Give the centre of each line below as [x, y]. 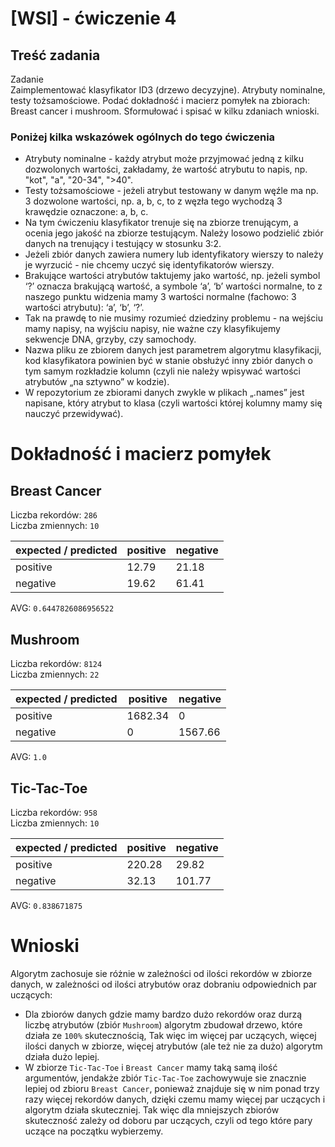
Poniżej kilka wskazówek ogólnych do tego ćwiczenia [143, 137]
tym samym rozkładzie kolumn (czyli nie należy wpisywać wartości [162, 371]
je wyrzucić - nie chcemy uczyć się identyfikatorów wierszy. [149, 265]
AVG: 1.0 [28, 757]
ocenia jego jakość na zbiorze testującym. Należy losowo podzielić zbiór [174, 233]
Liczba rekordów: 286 [54, 515]
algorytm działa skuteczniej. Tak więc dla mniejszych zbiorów [152, 1109]
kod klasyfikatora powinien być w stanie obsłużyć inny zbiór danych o [168, 361]
